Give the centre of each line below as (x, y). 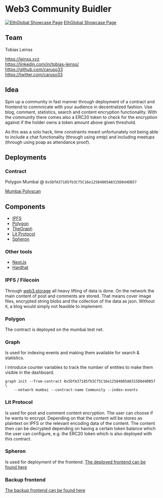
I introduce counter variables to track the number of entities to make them (79, 367)
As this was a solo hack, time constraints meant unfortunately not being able (82, 132)
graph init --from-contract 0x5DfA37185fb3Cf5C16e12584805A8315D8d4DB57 (80, 382)
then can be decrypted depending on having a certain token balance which (80, 428)
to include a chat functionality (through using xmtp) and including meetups (80, 137)
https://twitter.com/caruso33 (34, 75)
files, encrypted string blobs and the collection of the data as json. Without (80, 301)
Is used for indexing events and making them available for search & (72, 353)
